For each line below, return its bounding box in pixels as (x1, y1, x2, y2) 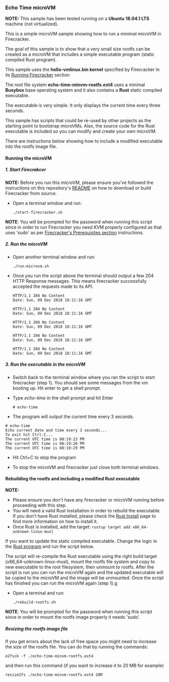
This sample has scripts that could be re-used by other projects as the (5, 118, 151, 124)
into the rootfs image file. (5, 143, 58, 149)
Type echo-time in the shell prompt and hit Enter (12, 395, 114, 401)
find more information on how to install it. (12, 518, 98, 524)
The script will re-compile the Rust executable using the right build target (5, 553, 157, 559)
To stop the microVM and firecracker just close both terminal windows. (12, 464, 160, 470)
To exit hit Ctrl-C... (5, 432, 53, 437)
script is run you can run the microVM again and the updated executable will (5, 570, 164, 575)
